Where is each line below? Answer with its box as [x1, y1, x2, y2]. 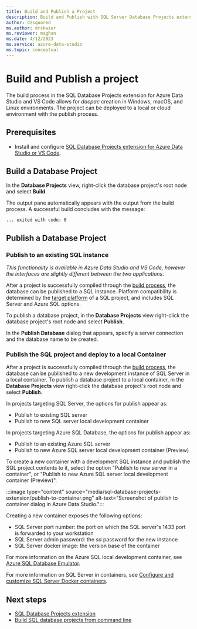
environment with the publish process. [6, 110, 98, 118]
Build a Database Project [6, 166, 98, 176]
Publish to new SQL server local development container [14, 418, 150, 425]
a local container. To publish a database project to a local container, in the [6, 376, 184, 383]
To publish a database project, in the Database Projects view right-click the [6, 312, 189, 319]
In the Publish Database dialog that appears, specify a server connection [6, 330, 184, 336]
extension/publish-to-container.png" [6, 494, 95, 501]
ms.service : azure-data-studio [6, 42, 83, 48]
